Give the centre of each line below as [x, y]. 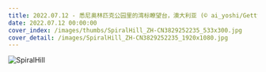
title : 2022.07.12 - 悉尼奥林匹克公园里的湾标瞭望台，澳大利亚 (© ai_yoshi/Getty [135, 15]
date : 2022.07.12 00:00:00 [53, 23]
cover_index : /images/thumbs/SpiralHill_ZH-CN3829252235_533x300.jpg [125, 30]
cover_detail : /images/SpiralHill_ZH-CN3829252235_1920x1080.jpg [118, 38]
